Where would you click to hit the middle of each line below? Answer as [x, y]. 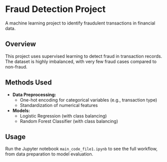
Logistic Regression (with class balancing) [63, 115]
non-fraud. [16, 66]
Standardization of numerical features [59, 105]
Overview [21, 44]
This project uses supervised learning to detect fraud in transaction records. [84, 56]
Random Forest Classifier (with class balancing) [69, 121]
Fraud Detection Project [55, 9]
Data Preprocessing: [34, 94]
